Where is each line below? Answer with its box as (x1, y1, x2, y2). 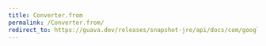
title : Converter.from (8, 11, 83, 19)
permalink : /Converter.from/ (8, 19, 104, 27)
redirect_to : (8, 26, 51, 34)
